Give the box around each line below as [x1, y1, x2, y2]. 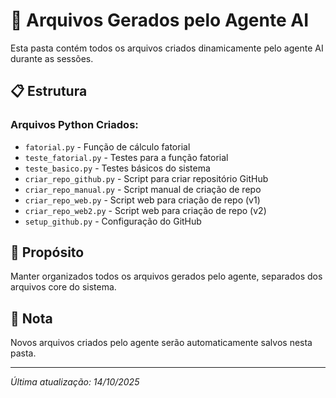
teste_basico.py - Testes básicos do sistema [24, 162, 211, 174]
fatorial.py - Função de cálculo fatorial [24, 140, 191, 153]
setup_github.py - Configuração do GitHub [24, 215, 202, 227]
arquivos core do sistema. [10, 281, 117, 293]
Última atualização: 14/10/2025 [10, 376, 140, 388]
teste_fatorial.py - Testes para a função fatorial [24, 151, 229, 163]
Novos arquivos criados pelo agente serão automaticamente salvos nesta [10, 337, 313, 349]
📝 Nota [10, 310, 53, 327]
